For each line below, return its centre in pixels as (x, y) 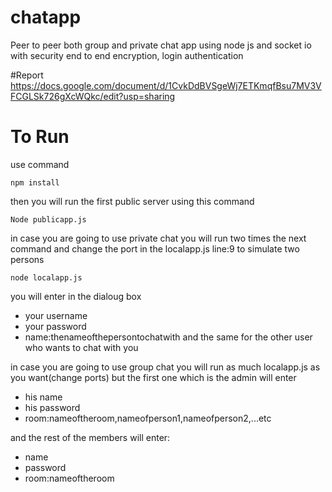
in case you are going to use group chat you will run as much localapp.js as (165, 367)
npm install (35, 182)
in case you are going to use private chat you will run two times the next (158, 238)
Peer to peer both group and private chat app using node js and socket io (161, 45)
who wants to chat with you (81, 347)
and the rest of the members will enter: (90, 437)
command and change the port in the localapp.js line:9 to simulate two (155, 248)
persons (27, 259)
